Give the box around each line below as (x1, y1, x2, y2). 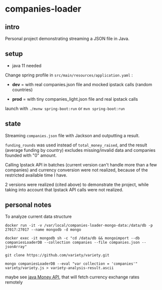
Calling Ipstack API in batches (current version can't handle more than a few (5, 162, 157, 167)
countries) (12, 87, 33, 92)
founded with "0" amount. (5, 152, 57, 158)
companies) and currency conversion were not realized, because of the (5, 167, 148, 173)
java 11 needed (12, 62, 42, 69)
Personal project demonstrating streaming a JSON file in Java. (5, 36, 130, 41)
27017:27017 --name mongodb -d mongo (5, 227, 81, 232)
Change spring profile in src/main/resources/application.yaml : (5, 72, 133, 78)
